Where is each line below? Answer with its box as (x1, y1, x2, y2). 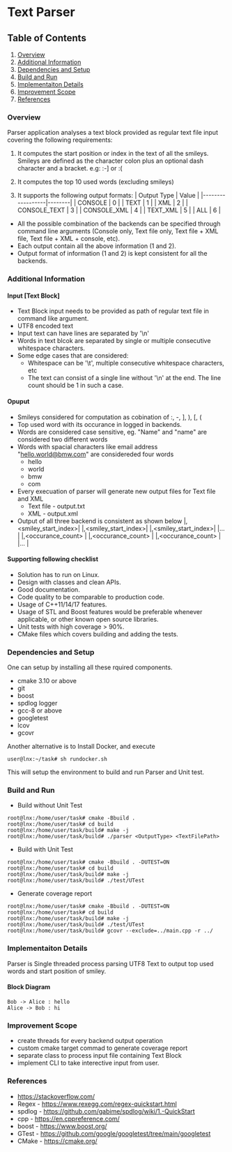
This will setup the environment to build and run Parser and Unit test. (7, 768, 204, 776)
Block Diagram (7, 983, 51, 991)
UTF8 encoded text (17, 322, 73, 330)
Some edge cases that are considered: (17, 351, 129, 360)
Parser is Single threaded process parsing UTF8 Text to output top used (7, 959, 214, 968)
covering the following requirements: (7, 136, 113, 144)
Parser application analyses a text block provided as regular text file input (7, 129, 218, 137)
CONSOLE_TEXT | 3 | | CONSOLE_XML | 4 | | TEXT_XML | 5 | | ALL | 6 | (17, 206, 221, 214)
